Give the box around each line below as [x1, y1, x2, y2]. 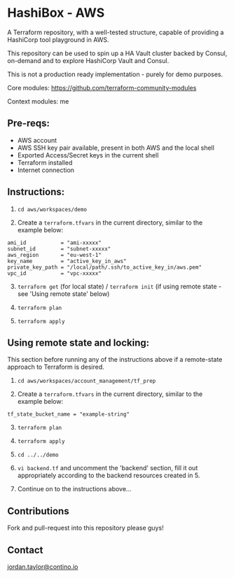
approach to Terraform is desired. [7, 362, 105, 372]
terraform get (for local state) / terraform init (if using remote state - [17, 282, 222, 290]
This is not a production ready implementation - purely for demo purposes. [7, 70, 223, 78]
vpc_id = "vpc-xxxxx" [7, 269, 102, 277]
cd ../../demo [17, 451, 59, 459]
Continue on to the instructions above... [17, 485, 132, 493]
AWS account [17, 136, 57, 144]
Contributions [7, 505, 69, 517]
